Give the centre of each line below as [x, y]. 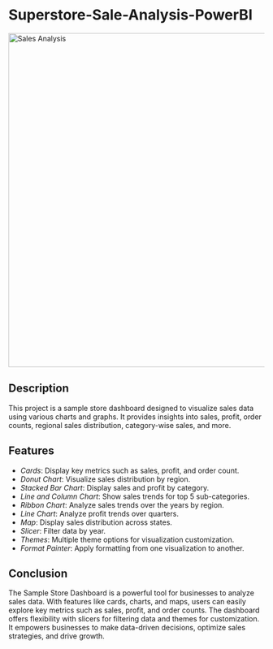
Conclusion [38, 573]
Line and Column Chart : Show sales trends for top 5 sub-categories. [135, 496]
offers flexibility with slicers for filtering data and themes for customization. [134, 619]
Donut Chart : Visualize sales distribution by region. [105, 479]
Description [39, 389]
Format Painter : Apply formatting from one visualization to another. [132, 548]
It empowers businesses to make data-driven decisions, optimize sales [127, 628]
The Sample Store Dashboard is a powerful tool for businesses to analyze [131, 593]
